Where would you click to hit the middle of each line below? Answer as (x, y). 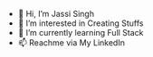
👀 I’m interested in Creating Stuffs (81, 23)
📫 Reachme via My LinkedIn (71, 43)
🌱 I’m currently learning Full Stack (81, 33)
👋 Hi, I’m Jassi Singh (56, 14)
